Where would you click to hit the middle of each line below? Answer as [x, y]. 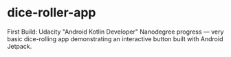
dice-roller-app [52, 13]
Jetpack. [20, 46]
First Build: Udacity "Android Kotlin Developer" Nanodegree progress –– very [115, 32]
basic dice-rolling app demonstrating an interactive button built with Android [115, 38]
